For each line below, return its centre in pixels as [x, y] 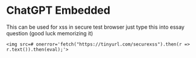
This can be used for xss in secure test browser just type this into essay [96, 27]
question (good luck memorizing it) [50, 33]
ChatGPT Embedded [58, 10]
